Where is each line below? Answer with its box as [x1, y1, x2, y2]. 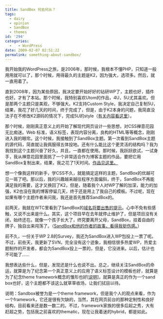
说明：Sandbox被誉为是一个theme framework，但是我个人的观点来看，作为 [5, 290, 156, 297]
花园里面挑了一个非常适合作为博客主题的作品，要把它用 [30, 154, 141, 159]
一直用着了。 [5, 78, 31, 84]
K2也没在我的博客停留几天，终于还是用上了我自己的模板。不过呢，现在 [13, 188, 155, 195]
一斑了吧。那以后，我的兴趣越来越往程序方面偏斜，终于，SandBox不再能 [9, 176, 155, 182]
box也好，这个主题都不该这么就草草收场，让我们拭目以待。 [5, 280, 123, 286]
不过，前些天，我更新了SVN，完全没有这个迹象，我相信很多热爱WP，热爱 [5, 239, 153, 246]
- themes [9, 30, 27, 35]
